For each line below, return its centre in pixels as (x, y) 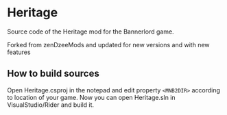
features (19, 52)
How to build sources (53, 74)
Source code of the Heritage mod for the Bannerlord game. (91, 31)
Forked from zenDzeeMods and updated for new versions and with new (109, 44)
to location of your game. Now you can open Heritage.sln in (92, 97)
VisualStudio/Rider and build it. (51, 105)
